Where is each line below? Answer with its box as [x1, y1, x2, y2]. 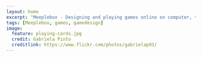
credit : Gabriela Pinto [11, 36, 71, 42]
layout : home [6, 8, 39, 15]
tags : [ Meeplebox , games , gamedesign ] [6, 20, 103, 26]
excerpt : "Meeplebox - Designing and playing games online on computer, [6, 14, 192, 20]
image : [6, 25, 23, 31]
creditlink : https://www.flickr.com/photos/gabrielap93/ [11, 42, 158, 48]
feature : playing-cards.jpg [11, 31, 82, 37]
